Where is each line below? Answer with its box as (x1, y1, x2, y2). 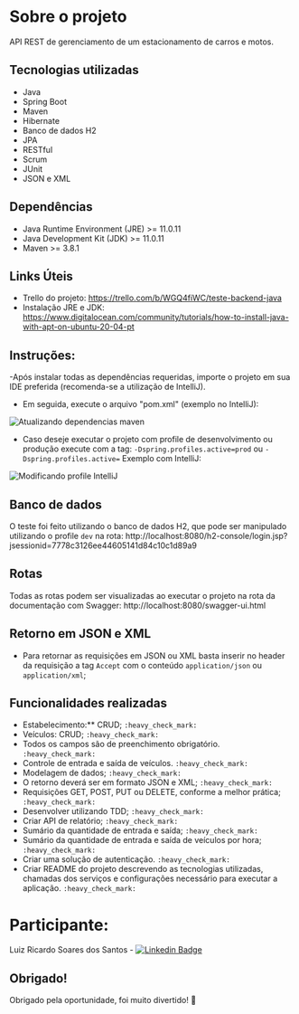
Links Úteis (9, 269, 74, 284)
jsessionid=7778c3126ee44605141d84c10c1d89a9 (9, 540, 197, 551)
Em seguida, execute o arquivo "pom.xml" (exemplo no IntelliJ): (22, 399, 259, 410)
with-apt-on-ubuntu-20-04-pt (22, 321, 135, 332)
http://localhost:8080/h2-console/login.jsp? (125, 531, 288, 541)
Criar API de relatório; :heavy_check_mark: (22, 816, 179, 827)
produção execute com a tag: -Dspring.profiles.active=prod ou (22, 443, 264, 454)
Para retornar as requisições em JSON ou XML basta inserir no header (22, 649, 285, 661)
